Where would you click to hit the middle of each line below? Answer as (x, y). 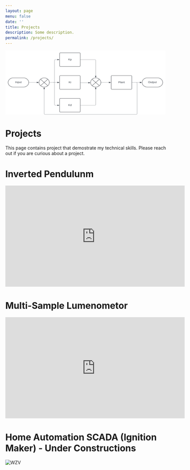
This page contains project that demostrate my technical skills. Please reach (86, 148)
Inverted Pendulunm (49, 174)
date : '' (15, 22)
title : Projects (23, 27)
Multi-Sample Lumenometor (67, 306)
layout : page (19, 11)
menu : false (18, 16)
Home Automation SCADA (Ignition (81, 437)
